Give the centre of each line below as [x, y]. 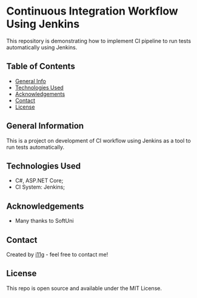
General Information [45, 126]
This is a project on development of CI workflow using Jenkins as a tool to [98, 140]
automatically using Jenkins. [42, 47]
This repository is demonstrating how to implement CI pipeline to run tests [99, 41]
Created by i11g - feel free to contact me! [57, 254]
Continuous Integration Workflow [92, 11]
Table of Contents [41, 66]
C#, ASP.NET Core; [39, 181]
